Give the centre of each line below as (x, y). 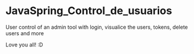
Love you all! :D (24, 45)
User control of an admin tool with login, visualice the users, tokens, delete (97, 27)
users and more (25, 33)
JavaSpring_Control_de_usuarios (89, 11)
